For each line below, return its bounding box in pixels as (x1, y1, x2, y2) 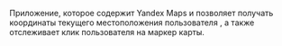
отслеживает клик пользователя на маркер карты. (9, 27, 205, 37)
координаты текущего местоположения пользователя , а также (9, 17, 255, 28)
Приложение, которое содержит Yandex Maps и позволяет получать (9, 8, 274, 18)
